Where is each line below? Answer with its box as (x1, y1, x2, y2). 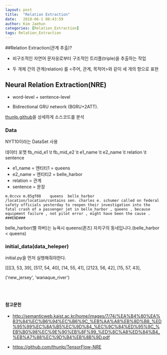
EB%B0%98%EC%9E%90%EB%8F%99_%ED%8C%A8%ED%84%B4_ (12, 329, 161, 335)
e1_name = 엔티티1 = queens (12, 165, 71, 171)
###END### (5, 215, 26, 221)
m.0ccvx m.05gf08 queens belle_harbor (5, 194, 95, 199)
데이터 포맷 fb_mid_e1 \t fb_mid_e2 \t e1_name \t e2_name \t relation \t (5, 149, 147, 155)
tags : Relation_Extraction (5, 30, 61, 35)
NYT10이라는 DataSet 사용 (5, 139, 58, 145)
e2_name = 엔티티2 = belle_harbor (12, 172, 83, 177)
